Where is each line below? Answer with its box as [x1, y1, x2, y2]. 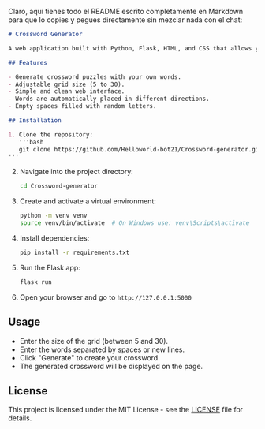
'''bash [18, 138, 44, 146]
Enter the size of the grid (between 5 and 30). [19, 336, 168, 345]
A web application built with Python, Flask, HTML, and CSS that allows [8, 44, 252, 52]
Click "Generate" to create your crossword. [19, 353, 160, 362]
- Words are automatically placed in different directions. [8, 95, 211, 103]
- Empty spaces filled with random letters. [8, 103, 157, 110]
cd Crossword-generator [19, 182, 99, 190]
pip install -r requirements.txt [19, 248, 130, 256]
